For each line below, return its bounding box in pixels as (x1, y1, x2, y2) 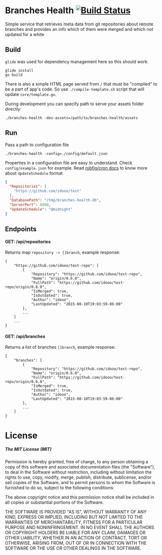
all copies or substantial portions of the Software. (5, 499, 104, 505)
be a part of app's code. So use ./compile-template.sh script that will (5, 86, 144, 92)
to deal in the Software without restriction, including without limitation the (5, 469, 152, 475)
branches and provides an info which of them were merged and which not (5, 26, 153, 32)
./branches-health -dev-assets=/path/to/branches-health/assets (5, 115, 138, 120)
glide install (5, 68, 34, 73)
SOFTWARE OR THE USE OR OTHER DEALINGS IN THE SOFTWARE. (5, 545, 142, 551)
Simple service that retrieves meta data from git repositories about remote (5, 21, 154, 27)
